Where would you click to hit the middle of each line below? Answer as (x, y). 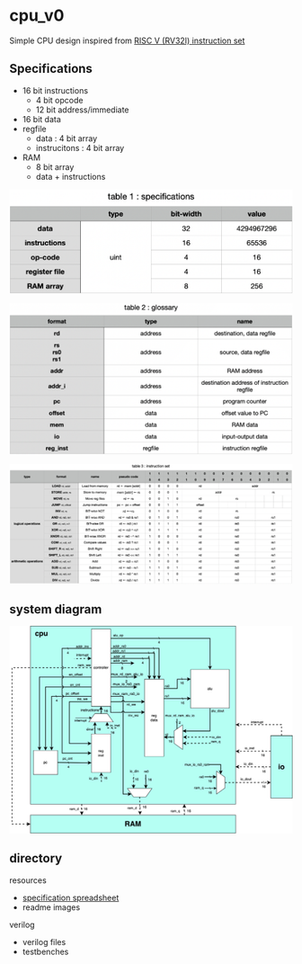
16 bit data (41, 119)
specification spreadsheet (71, 897)
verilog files (44, 942)
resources (28, 880)
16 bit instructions (55, 90)
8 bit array (55, 166)
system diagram (56, 609)
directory (36, 858)
